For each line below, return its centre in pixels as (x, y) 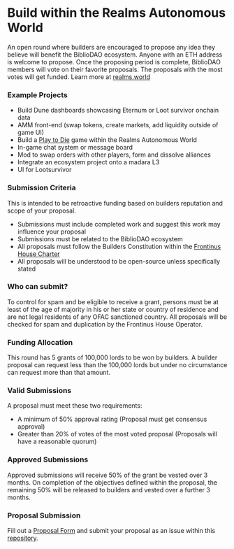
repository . (23, 538)
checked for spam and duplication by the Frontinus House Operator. (105, 324)
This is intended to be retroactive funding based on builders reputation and (115, 203)
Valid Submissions (39, 391)
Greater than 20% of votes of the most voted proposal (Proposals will (117, 434)
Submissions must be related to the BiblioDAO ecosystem (100, 238)
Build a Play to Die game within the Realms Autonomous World (107, 140)
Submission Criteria (42, 188)
